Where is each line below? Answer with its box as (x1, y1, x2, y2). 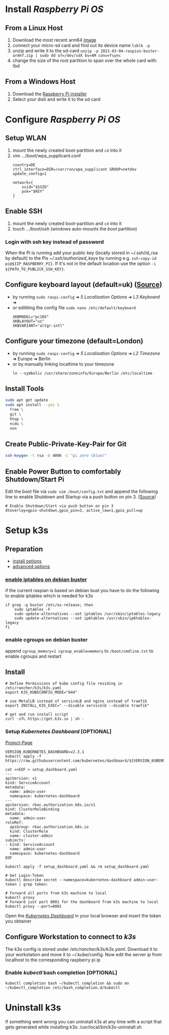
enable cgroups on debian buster (5, 637, 88, 644)
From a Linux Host (5, 24, 63, 32)
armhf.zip (12, 53, 34, 58)
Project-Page (5, 739, 33, 745)
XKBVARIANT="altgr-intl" (12, 323, 65, 328)
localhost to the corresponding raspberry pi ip (5, 957, 101, 963)
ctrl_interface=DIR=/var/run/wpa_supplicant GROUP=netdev (12, 166, 137, 172)
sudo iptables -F (14, 607, 51, 612)
